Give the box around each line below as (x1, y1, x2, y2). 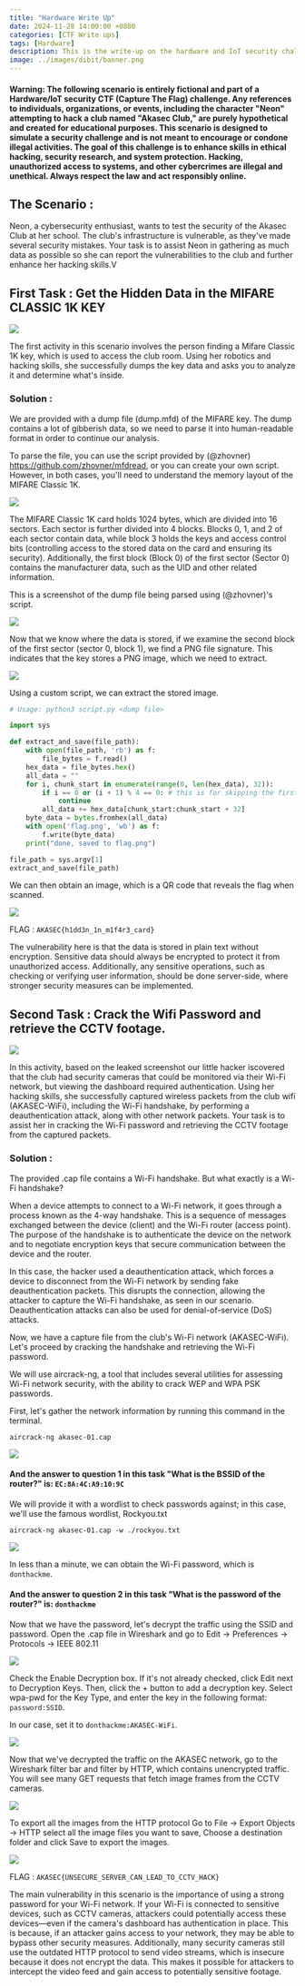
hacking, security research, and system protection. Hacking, (9, 151, 243, 162)
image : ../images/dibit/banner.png (9, 55, 144, 64)
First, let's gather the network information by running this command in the (9, 1405, 286, 1416)
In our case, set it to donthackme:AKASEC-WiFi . (9, 1719, 178, 1730)
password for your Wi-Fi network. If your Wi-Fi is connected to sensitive (9, 1898, 280, 1909)
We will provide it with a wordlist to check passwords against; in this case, (9, 1499, 287, 1509)
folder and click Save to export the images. (9, 1836, 170, 1847)
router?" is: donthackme (9, 1598, 96, 1609)
